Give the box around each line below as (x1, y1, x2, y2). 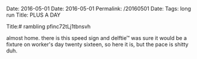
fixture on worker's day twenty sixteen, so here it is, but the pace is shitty (6, 41, 189, 48)
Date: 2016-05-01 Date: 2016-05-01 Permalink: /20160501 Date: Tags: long (6, 5, 192, 12)
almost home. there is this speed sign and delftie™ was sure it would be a (6, 35, 187, 41)
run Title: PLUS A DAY (6, 11, 61, 18)
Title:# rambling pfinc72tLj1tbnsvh (6, 23, 91, 30)
